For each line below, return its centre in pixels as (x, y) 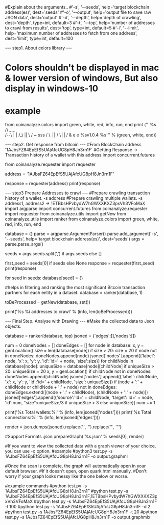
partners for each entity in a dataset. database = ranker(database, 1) (74, 293)
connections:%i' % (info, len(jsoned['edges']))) (53, 418)
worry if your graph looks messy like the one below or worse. (67, 476)
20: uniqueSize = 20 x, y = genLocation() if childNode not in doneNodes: (78, 371)
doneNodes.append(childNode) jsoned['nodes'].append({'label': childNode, (82, 377)
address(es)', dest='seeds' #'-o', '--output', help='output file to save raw (78, 12)
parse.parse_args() (24, 244)
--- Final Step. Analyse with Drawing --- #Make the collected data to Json (80, 321)
